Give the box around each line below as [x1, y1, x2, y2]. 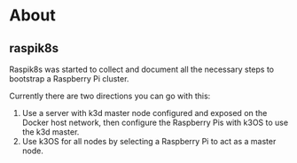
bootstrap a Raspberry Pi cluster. [9, 74, 129, 84]
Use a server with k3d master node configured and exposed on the [21, 108, 268, 118]
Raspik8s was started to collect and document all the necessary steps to [9, 64, 275, 74]
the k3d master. [21, 127, 80, 137]
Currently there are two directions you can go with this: [9, 90, 211, 101]
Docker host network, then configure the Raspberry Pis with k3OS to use [21, 117, 289, 128]
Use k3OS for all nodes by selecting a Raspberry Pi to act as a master [21, 136, 277, 146]
